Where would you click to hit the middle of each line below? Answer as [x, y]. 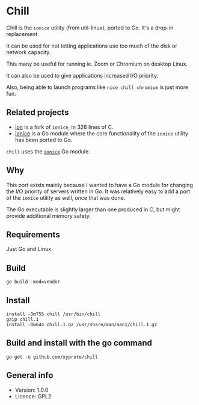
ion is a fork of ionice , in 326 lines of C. [64, 127]
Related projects [38, 113]
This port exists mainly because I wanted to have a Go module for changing [100, 185]
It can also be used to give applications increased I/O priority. [82, 75]
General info [30, 375]
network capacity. [29, 52]
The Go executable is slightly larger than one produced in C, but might [93, 209]
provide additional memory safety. [49, 215]
